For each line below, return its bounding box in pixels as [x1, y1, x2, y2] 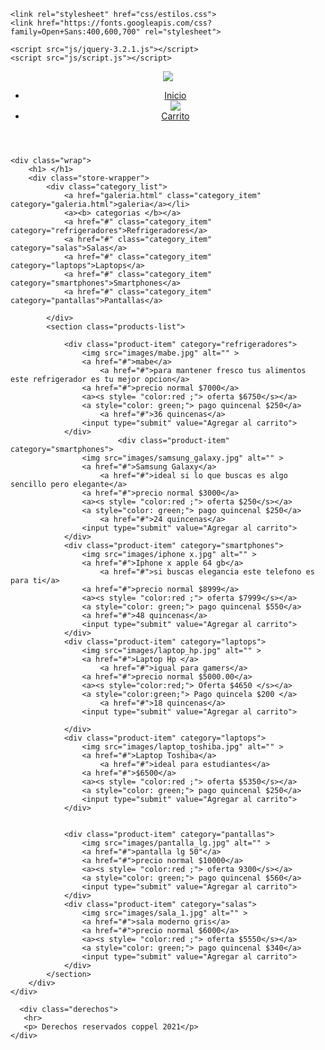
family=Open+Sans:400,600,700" [10, 27, 141, 37]
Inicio [164, 90, 187, 101]
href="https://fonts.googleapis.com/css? [36, 18, 213, 28]
